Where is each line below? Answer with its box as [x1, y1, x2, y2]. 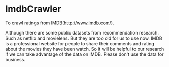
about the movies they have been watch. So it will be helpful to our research [5, 46, 164, 52]
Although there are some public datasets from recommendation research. [5, 29, 159, 36]
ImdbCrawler [5, 3, 62, 15]
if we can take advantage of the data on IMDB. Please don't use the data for [5, 51, 164, 57]
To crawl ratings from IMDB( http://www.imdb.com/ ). [5, 20, 114, 26]
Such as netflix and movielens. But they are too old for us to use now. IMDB [5, 35, 162, 41]
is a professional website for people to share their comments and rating [5, 40, 155, 46]
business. [5, 56, 25, 62]
